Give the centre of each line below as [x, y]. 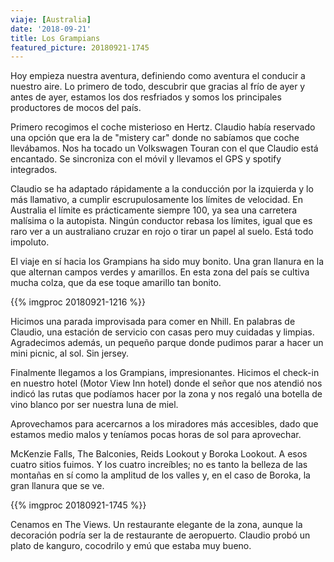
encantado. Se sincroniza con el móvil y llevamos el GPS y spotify [146, 159]
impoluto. [30, 242]
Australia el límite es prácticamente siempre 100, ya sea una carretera [154, 210]
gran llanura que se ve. [57, 486]
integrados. [34, 170]
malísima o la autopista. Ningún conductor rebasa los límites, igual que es [161, 221]
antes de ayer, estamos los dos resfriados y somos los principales [146, 97]
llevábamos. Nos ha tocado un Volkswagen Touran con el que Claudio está [164, 148]
